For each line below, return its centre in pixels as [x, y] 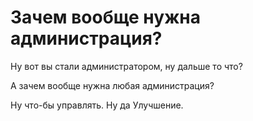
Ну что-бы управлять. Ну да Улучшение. [97, 105]
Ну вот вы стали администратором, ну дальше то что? [126, 66]
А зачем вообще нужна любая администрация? [112, 85]
